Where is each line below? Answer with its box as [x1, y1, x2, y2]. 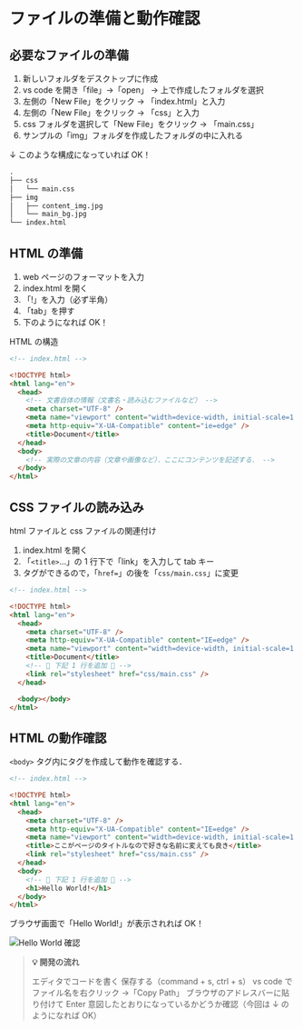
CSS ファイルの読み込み [9, 499, 145, 514]
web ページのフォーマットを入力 [22, 271, 145, 282]
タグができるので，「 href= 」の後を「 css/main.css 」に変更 [22, 567, 239, 578]
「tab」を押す [22, 305, 75, 316]
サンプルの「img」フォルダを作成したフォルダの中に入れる [22, 130, 243, 141]
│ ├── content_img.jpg [9, 201, 103, 210]
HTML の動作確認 [9, 730, 107, 745]
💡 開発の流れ [31, 956, 80, 968]
